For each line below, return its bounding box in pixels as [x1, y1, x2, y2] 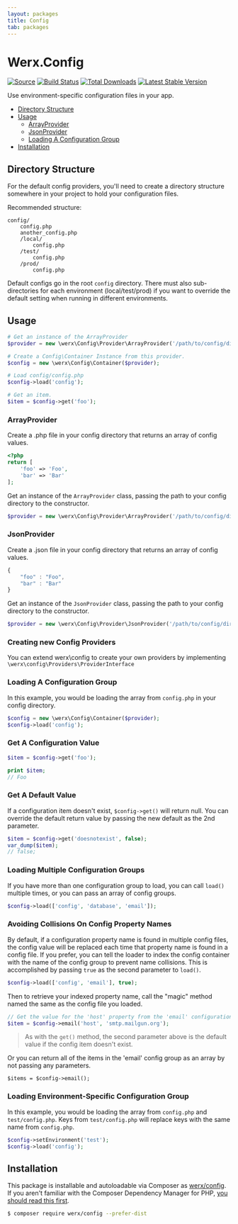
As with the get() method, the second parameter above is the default [24, 1033, 227, 1041]
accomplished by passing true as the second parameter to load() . [7, 965, 202, 974]
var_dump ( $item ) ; [7, 841, 59, 849]
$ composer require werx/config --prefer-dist [7, 1210, 147, 1218]
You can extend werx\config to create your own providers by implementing [7, 653, 227, 662]
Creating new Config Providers [7, 637, 116, 647]
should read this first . [7, 1196, 69, 1205]
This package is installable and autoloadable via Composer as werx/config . [7, 1181, 227, 1190]
